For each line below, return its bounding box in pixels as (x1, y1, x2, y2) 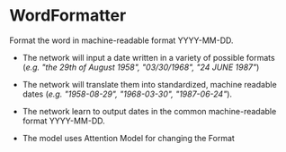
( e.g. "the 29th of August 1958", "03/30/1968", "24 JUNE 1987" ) (22, 62, 260, 72)
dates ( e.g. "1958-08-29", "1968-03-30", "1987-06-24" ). (22, 89, 232, 99)
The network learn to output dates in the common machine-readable (22, 106, 277, 116)
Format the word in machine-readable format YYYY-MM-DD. (9, 35, 234, 46)
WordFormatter (9, 5, 127, 26)
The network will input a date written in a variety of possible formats (22, 52, 276, 63)
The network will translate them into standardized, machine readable (22, 79, 277, 89)
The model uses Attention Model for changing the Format (22, 132, 236, 143)
